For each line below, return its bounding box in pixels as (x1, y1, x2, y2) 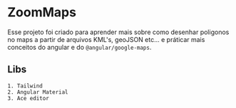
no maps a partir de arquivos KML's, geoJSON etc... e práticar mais (7, 35, 205, 43)
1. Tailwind (7, 82, 43, 90)
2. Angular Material (7, 88, 69, 96)
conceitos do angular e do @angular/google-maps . (7, 43, 152, 51)
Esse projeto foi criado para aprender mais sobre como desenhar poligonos (7, 28, 230, 36)
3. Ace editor (7, 94, 50, 102)
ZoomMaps (7, 4, 77, 21)
